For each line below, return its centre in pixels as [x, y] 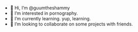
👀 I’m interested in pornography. [44, 13]
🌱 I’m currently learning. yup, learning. [50, 19]
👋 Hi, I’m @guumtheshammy [40, 8]
